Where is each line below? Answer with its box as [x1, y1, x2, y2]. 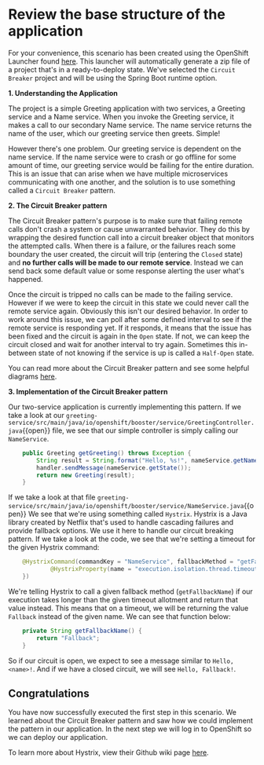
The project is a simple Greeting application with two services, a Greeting [8, 104, 246, 113]
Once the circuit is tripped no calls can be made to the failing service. [8, 289, 233, 299]
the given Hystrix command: [8, 543, 100, 552]
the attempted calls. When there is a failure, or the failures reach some [8, 241, 236, 251]
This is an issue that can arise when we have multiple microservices [8, 169, 229, 178]
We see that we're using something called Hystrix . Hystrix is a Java [27, 509, 247, 519]
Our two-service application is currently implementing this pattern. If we [8, 402, 242, 412]
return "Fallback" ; [36, 634, 101, 642]
